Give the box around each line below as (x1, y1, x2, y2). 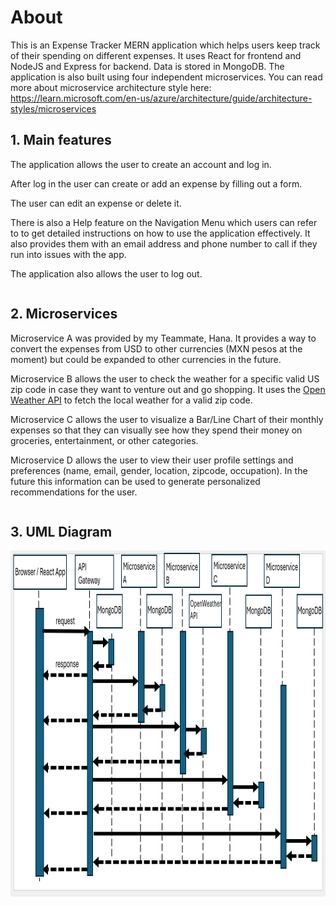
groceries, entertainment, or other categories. (10, 434, 199, 446)
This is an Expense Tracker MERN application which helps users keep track (10, 39, 321, 51)
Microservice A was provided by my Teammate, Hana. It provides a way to (10, 332, 317, 344)
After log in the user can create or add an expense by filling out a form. (10, 177, 303, 190)
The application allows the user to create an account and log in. (10, 158, 272, 170)
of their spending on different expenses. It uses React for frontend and (10, 49, 302, 61)
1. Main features (10, 132, 112, 149)
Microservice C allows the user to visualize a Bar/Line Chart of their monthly (10, 413, 324, 425)
